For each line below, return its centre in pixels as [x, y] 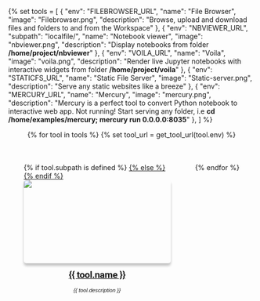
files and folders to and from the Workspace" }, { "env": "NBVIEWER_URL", [128, 28]
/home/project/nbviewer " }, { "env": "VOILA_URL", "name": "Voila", [117, 53]
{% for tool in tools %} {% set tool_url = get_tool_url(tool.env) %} [132, 135]
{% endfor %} [217, 167]
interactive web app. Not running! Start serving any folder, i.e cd [112, 111]
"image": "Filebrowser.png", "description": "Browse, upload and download [128, 20]
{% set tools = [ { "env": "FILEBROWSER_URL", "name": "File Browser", [122, 11]
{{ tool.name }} [97, 275]
